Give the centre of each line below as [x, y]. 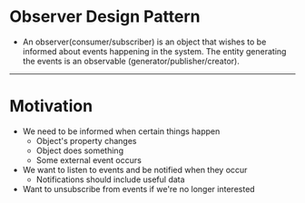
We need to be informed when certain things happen [121, 131]
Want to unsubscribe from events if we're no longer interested [139, 188]
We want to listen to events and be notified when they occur [135, 169]
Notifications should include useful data [110, 179]
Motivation [51, 106]
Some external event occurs [89, 159]
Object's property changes [86, 140]
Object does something [80, 150]
